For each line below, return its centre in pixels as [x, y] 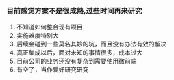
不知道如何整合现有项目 [49, 27]
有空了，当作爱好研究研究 [52, 70]
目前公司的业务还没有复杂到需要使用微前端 [76, 61]
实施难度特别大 [37, 36]
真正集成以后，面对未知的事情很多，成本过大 [79, 53]
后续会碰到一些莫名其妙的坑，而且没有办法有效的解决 [91, 44]
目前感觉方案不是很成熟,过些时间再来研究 [74, 10]
